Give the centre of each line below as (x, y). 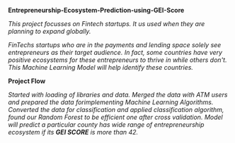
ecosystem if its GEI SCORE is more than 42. (73, 132)
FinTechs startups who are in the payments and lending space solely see (115, 45)
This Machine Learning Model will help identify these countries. (101, 67)
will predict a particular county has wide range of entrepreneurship (106, 125)
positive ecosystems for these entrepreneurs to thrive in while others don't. (117, 60)
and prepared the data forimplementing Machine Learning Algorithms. (111, 102)
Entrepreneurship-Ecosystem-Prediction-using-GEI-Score (96, 10)
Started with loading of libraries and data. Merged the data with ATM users (118, 95)
